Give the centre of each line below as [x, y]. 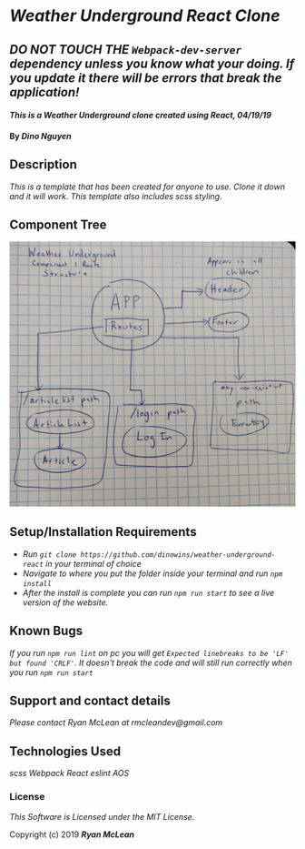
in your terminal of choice [93, 563]
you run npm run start [51, 672]
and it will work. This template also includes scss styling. [116, 196]
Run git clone [49, 554]
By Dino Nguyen [40, 136]
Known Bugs [46, 631]
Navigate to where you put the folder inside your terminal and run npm [152, 573]
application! [44, 92]
